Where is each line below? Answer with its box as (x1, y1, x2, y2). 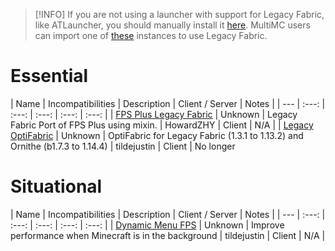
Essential (10, 65, 89, 88)
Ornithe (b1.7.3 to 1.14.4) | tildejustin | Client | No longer (10, 140, 236, 152)
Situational (10, 175, 103, 198)
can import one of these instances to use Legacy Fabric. (34, 30, 268, 41)
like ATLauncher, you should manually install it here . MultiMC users (34, 19, 311, 31)
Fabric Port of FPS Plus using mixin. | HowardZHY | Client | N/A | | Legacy (10, 119, 314, 131)
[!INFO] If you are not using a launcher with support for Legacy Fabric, (34, 9, 325, 20)
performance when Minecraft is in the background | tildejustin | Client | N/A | (10, 229, 326, 241)
